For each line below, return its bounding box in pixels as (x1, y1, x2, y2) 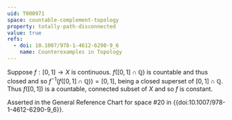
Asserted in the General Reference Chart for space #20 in (7, 98, 172, 106)
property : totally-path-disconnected (7, 23, 116, 30)
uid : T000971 (7, 10, 45, 17)
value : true (7, 29, 42, 37)
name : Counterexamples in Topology (19, 49, 123, 56)
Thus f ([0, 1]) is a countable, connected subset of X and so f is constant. (7, 84, 213, 93)
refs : (7, 36, 23, 43)
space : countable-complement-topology (7, 17, 119, 23)
